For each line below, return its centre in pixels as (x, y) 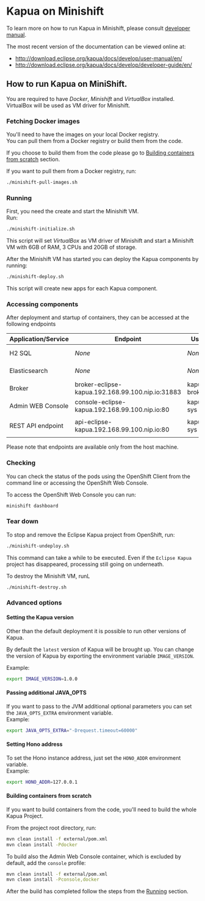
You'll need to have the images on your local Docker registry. (83, 134)
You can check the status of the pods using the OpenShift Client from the (98, 476)
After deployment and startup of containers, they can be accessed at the (98, 318)
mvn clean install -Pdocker (42, 845)
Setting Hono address (34, 745)
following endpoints (31, 324)
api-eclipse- (93, 422)
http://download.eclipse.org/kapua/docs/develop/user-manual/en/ (99, 58)
